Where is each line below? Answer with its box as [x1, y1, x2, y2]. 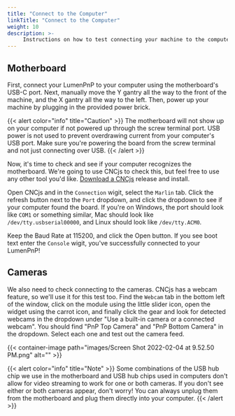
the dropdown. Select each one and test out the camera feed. [7, 329, 185, 338]
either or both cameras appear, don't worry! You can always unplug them [7, 386, 218, 395]
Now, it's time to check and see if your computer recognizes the [7, 159, 192, 168]
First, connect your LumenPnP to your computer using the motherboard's [7, 80, 219, 89]
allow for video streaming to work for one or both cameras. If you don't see [7, 379, 224, 387]
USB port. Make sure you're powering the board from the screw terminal [7, 138, 215, 147]
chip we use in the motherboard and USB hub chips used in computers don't [7, 371, 228, 380]
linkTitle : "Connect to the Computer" [7, 17, 120, 24]
